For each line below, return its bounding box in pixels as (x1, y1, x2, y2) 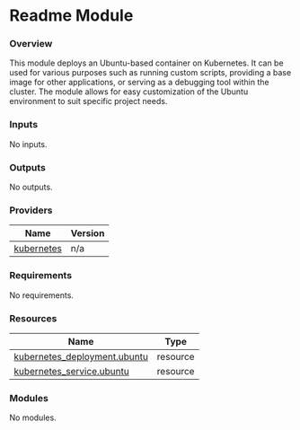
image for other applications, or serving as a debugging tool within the (9, 77, 269, 88)
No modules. (9, 412, 57, 423)
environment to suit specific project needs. (9, 96, 168, 107)
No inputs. (9, 138, 48, 149)
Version (70, 227, 105, 240)
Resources (9, 312, 57, 324)
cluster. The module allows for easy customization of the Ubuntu (9, 86, 249, 97)
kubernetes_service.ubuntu (13, 364, 130, 377)
